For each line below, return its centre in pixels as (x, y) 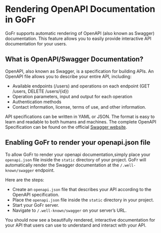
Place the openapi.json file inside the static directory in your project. (83, 200)
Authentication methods (37, 102)
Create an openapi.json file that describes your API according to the (82, 189)
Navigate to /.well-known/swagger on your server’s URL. (69, 210)
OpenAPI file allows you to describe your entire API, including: (68, 76)
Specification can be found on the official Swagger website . (66, 127)
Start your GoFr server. (36, 205)
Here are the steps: (25, 180)
